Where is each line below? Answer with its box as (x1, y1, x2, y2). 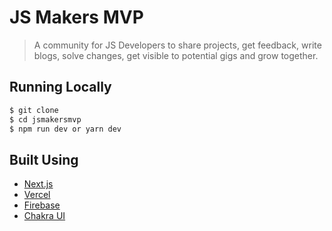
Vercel (23, 189, 51, 201)
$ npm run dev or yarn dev (9, 124, 122, 134)
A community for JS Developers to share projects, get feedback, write (33, 39, 322, 51)
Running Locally (9, 79, 112, 96)
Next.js (23, 178, 54, 190)
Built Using (9, 151, 79, 168)
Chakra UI (23, 210, 66, 222)
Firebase (23, 199, 61, 211)
